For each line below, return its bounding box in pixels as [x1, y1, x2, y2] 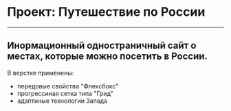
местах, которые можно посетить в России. [7, 51, 208, 62]
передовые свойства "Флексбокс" [16, 82, 119, 90]
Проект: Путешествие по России [7, 4, 206, 20]
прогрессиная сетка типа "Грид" [16, 89, 113, 97]
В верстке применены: [7, 69, 74, 77]
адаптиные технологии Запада [16, 97, 108, 105]
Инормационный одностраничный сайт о [7, 40, 197, 51]
